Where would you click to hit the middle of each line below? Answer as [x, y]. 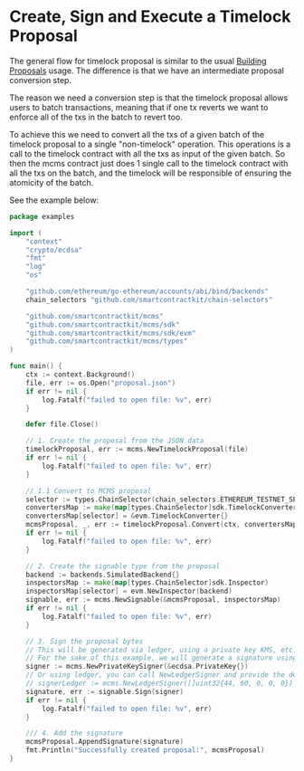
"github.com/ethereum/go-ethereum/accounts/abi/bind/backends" [147, 291]
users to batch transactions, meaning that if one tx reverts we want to [139, 107]
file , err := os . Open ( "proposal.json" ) [101, 383]
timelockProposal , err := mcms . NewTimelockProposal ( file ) [137, 450]
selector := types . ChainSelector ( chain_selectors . [123, 500]
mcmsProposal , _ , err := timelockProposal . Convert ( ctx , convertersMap [161, 525]
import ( [26, 233]
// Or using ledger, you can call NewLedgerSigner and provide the [155, 675]
